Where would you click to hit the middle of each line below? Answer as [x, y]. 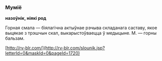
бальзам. [15, 38]
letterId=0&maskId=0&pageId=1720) [43, 53]
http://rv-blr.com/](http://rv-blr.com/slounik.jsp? [56, 48]
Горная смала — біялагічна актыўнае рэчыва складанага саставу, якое [81, 28]
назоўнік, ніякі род [26, 18]
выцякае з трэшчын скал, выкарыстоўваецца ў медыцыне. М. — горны [81, 33]
